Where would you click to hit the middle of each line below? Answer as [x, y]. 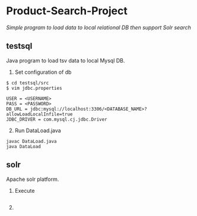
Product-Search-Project [67, 11]
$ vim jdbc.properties [34, 88]
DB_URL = [17, 109]
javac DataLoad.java [32, 141]
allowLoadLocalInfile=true [39, 114]
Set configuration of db [43, 72]
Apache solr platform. [33, 179]
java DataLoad [24, 146]
